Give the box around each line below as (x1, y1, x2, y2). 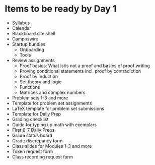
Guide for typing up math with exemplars (12, 122, 97, 128)
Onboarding (19, 46, 45, 52)
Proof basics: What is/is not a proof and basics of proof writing (19, 63, 150, 69)
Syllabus (12, 20, 30, 26)
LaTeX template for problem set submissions (12, 105, 104, 112)
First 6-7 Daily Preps (12, 127, 55, 133)
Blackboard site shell (12, 30, 56, 36)
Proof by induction (19, 73, 58, 79)
